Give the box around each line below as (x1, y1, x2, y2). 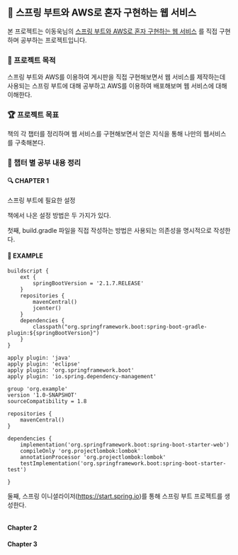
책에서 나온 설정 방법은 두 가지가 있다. (7, 211, 111, 219)
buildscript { (7, 267, 50, 275)
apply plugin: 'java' (7, 354, 72, 361)
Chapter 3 (7, 539, 38, 548)
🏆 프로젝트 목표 (7, 110, 59, 120)
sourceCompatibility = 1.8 (7, 397, 87, 405)
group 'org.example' (7, 385, 69, 392)
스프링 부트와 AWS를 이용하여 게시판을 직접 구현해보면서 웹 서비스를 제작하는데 (7, 73, 226, 82)
